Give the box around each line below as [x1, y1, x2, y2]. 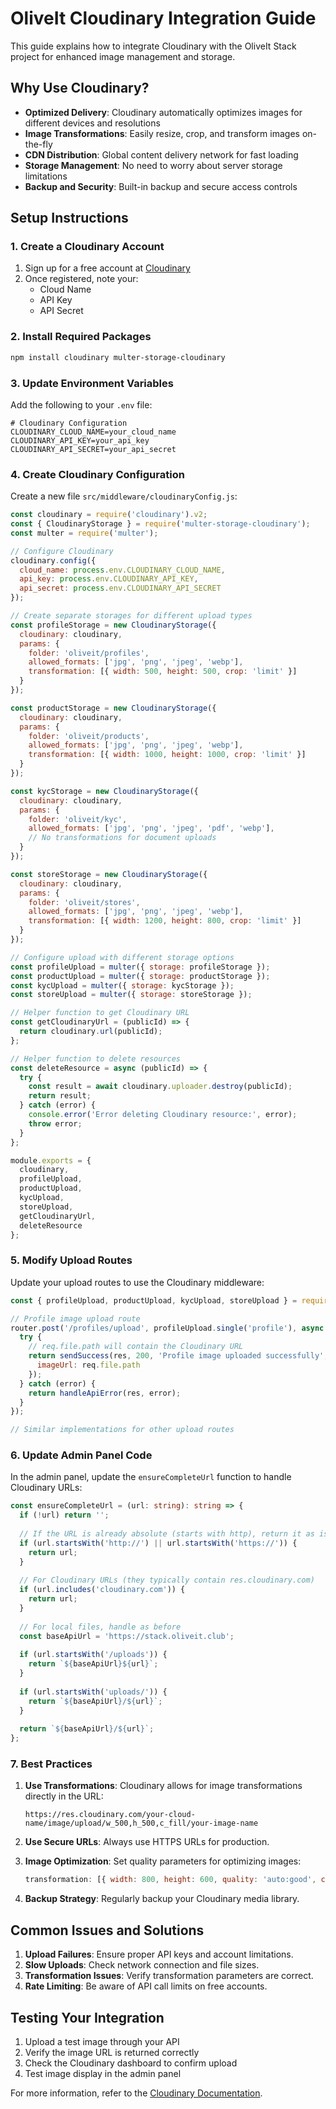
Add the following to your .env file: [10, 398, 153, 411]
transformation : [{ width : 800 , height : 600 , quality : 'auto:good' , [24, 1875, 317, 1885]
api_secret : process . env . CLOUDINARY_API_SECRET [19, 583, 222, 594]
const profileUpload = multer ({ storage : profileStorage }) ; [10, 962, 271, 972]
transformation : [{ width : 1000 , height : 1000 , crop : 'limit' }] [28, 750, 307, 760]
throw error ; [28, 1118, 83, 1129]
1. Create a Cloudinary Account [10, 240, 165, 254]
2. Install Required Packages [10, 330, 152, 344]
